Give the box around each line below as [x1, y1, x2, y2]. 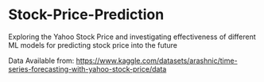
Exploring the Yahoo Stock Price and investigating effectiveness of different [8, 32, 256, 41]
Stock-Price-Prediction [8, 6, 165, 24]
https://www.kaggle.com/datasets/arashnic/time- [76, 56, 238, 65]
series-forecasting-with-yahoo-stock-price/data [8, 64, 167, 73]
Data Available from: [8, 56, 75, 65]
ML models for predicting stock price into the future [8, 40, 177, 49]
